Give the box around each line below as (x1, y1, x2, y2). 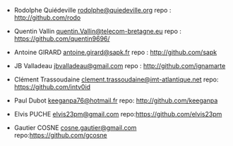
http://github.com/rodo (13, 13, 81, 22)
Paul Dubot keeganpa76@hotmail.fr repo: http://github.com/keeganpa (13, 96, 218, 105)
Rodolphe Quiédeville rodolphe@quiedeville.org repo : (13, 6, 172, 14)
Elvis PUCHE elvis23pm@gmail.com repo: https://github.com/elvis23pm (13, 110, 222, 118)
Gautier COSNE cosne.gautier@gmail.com (13, 124, 137, 132)
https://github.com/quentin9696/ (13, 34, 111, 43)
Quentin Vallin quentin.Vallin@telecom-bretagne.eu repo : (13, 27, 182, 35)
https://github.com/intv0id (13, 83, 90, 91)
